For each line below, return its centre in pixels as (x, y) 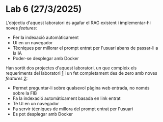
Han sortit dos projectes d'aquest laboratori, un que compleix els (71, 68)
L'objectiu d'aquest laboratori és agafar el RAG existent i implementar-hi (78, 23)
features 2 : (17, 78)
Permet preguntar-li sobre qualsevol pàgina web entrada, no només (81, 88)
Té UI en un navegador (36, 103)
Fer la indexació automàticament (46, 37)
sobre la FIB (25, 93)
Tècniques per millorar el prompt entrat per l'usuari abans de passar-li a (85, 48)
